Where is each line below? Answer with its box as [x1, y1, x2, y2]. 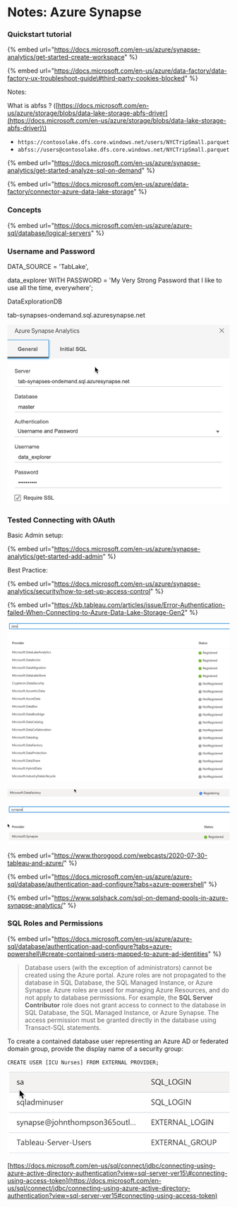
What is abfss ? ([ [7, 102, 59, 110]
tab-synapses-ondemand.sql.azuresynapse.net [7, 311, 146, 320]
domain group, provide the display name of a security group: [7, 1044, 183, 1052]
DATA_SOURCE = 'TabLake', [7, 263, 89, 271]
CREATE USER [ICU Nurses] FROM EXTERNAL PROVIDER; [7, 1059, 159, 1066]
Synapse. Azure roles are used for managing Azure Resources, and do [24, 985, 229, 994]
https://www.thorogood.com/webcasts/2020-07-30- [54, 851, 208, 860]
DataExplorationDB [7, 297, 62, 306]
